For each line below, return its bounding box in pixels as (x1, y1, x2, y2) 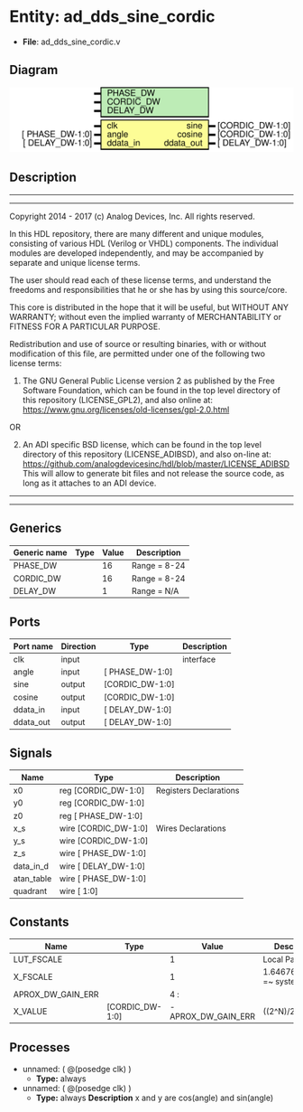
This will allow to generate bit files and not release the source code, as (22, 467, 285, 478)
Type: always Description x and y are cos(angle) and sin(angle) (35, 1092, 274, 1104)
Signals (9, 746, 52, 760)
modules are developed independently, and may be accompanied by (9, 247, 264, 259)
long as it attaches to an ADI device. (22, 477, 157, 488)
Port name (13, 640, 54, 652)
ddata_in (13, 703, 46, 715)
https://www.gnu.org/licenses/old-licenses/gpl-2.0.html (22, 404, 230, 415)
